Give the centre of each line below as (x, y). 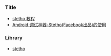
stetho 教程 (23, 19)
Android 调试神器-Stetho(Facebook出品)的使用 (59, 25)
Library (14, 38)
